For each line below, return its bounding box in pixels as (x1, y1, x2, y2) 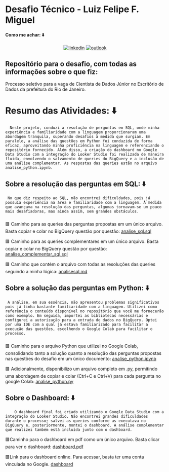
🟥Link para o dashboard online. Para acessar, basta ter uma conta (5, 454, 144, 460)
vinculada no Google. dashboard (5, 461, 73, 467)
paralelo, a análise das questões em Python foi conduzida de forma (5, 138, 153, 144)
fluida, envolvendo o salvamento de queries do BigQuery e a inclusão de (5, 156, 164, 162)
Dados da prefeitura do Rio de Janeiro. (5, 86, 86, 92)
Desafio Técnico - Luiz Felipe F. (5, 4, 139, 15)
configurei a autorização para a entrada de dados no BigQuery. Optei (5, 317, 157, 322)
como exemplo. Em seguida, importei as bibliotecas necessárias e (5, 313, 148, 318)
